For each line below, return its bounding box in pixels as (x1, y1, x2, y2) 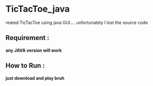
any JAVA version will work (5, 47, 62, 53)
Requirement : (5, 34, 50, 42)
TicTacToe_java (5, 3, 70, 15)
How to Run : (5, 62, 45, 70)
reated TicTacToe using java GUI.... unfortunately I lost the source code (5, 20, 148, 25)
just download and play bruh (5, 75, 65, 81)
